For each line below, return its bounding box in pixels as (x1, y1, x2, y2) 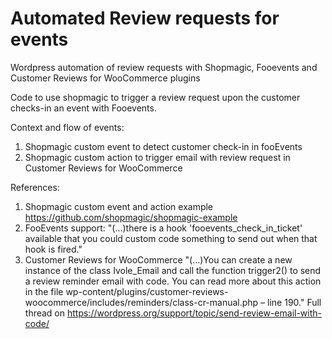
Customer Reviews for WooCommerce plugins (10, 72, 201, 84)
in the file (24, 285, 64, 297)
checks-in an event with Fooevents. (10, 102, 157, 114)
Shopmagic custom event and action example (24, 200, 214, 212)
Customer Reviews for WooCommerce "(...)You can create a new (24, 253, 293, 266)
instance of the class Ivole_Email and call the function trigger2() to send (24, 264, 322, 276)
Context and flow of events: (10, 121, 125, 133)
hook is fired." (24, 243, 83, 255)
